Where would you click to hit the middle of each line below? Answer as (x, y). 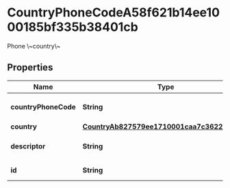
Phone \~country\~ (34, 46)
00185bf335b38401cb (73, 27)
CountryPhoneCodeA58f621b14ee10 (114, 13)
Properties (30, 67)
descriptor (28, 146)
